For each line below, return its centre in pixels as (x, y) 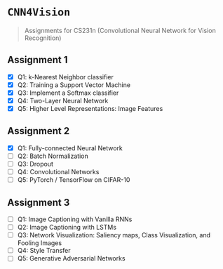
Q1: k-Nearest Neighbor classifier (66, 77)
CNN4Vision (39, 12)
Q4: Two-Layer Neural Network (63, 100)
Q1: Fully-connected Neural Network (70, 148)
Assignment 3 (39, 202)
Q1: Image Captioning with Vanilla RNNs (75, 219)
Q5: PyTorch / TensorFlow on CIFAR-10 (74, 180)
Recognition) (43, 38)
